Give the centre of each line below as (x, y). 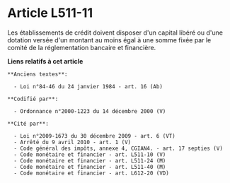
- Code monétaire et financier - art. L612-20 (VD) (92, 173)
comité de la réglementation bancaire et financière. (82, 47)
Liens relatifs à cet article (45, 61)
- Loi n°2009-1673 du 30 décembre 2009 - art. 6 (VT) (94, 136)
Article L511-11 (50, 13)
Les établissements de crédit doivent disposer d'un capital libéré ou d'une (115, 33)
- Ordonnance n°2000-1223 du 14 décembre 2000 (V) (90, 111)
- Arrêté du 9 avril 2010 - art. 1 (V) (73, 142)
